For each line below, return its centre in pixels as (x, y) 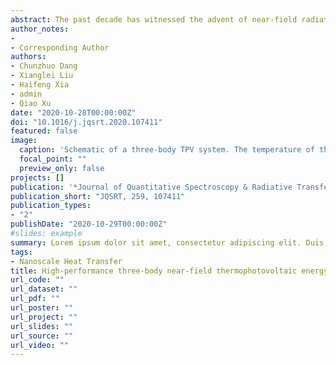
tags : (21, 252)
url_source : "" (42, 336)
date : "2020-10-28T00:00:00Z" (73, 112)
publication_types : (51, 206)
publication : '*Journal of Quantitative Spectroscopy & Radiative (151, 187)
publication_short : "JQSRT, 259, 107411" (98, 196)
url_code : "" (37, 280)
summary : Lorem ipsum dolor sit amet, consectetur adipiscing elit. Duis (167, 242)
